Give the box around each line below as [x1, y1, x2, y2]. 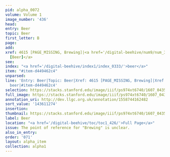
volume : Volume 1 [5, 12, 42, 17]
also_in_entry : [5, 130, 37, 135]
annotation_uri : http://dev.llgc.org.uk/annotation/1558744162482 [5, 97, 148, 102]
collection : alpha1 [5, 144, 47, 149]
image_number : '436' [5, 17, 49, 22]
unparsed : [5, 73, 26, 78]
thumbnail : [5, 111, 28, 116]
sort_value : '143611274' [5, 102, 58, 107]
